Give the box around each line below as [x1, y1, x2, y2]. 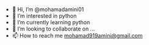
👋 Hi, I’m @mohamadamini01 [12, 6, 84, 13]
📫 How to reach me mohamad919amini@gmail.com [12, 32, 143, 39]
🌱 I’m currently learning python [12, 19, 90, 26]
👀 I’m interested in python [12, 12, 77, 19]
